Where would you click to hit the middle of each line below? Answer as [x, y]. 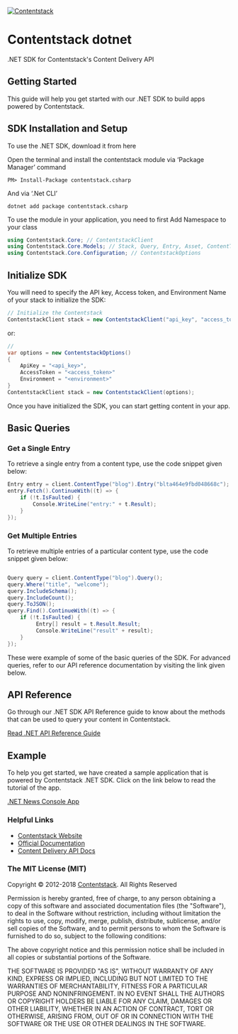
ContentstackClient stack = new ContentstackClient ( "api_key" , [103, 320]
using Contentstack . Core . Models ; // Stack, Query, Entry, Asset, [106, 246]
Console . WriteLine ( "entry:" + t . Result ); [95, 504]
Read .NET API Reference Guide [54, 733]
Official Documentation [51, 843]
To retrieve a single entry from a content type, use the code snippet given [115, 464]
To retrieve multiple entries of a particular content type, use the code [108, 551]
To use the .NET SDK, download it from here [72, 146]
